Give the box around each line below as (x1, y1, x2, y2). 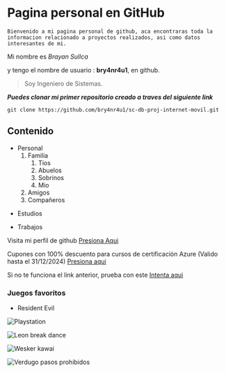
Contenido (7, 125, 54, 137)
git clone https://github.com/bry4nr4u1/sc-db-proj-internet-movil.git (7, 106, 219, 113)
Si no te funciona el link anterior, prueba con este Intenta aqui (7, 271, 184, 279)
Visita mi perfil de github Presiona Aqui (7, 236, 119, 245)
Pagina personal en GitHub (7, 5, 165, 21)
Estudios (17, 209, 43, 218)
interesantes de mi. (7, 40, 67, 47)
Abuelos (38, 166, 63, 174)
